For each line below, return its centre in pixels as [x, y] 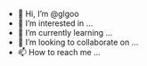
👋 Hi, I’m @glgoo [48, 14]
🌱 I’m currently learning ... [65, 33]
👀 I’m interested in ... [55, 23]
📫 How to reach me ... [59, 52]
